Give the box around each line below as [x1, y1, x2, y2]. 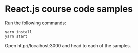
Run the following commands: [5, 20, 66, 26]
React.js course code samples [5, 3, 133, 15]
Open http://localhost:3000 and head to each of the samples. [5, 42, 131, 48]
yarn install [5, 29, 32, 34]
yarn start [5, 34, 28, 39]
